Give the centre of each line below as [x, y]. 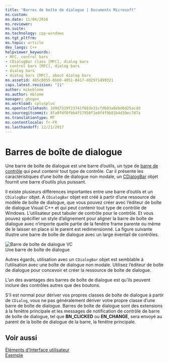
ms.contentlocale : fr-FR [31, 122]
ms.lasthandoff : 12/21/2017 [35, 127]
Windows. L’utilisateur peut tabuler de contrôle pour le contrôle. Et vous [79, 213]
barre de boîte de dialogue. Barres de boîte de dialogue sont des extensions [84, 306]
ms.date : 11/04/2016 [27, 19]
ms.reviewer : [19, 24]
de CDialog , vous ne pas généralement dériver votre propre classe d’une [80, 300]
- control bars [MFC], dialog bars [43, 66]
